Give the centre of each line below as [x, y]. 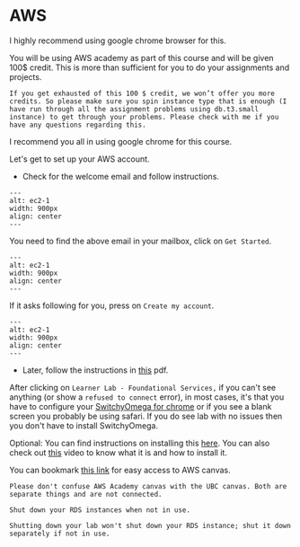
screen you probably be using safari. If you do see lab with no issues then [146, 416]
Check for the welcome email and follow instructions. [121, 176]
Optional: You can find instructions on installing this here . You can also [140, 443]
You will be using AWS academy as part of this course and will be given [141, 57]
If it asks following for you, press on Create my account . [112, 305]
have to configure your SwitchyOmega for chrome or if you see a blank [141, 406]
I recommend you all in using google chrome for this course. [120, 141]
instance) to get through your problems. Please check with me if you [144, 117]
